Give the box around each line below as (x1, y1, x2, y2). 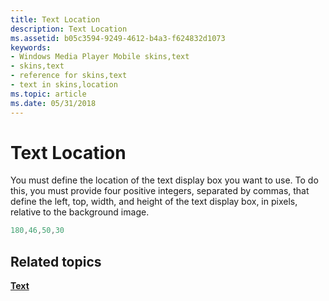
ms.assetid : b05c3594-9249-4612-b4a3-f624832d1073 (10, 33, 226, 43)
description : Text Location (10, 24, 128, 34)
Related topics (10, 253, 102, 270)
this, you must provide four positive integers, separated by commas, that (10, 185, 310, 197)
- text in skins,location (10, 80, 118, 90)
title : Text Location (10, 14, 101, 25)
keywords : (10, 42, 52, 53)
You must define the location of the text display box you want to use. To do (10, 174, 319, 186)
